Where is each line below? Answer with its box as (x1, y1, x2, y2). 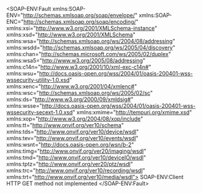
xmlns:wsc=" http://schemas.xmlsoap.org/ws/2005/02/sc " (6, 89, 153, 96)
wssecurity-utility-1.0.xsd (6, 76, 70, 83)
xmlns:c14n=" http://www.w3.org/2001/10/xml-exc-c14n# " (6, 63, 151, 71)
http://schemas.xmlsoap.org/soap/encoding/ (23, 18, 136, 25)
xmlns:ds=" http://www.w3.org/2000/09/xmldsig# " (6, 96, 134, 103)
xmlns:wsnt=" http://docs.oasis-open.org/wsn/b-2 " (6, 141, 134, 148)
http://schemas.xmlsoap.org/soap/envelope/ (23, 12, 135, 19)
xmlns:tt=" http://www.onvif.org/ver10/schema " (6, 122, 124, 128)
